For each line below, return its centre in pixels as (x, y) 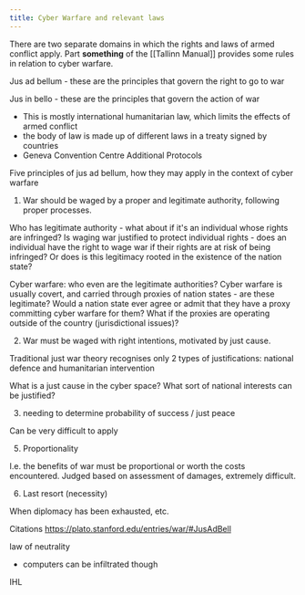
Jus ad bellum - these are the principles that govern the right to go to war (147, 81)
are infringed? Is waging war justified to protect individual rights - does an (148, 237)
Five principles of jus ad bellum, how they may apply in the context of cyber (152, 172)
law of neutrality (40, 546)
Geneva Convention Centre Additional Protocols (112, 155)
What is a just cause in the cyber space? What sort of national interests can (151, 385)
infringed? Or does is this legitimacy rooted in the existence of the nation (146, 256)
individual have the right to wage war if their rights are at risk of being (140, 246)
